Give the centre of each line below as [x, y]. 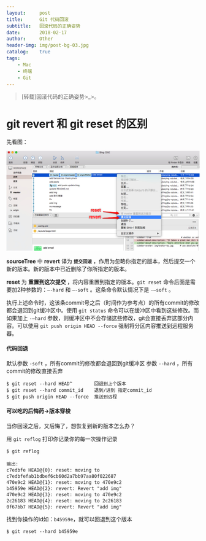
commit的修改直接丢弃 [35, 371]
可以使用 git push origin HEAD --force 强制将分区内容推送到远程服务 [105, 325]
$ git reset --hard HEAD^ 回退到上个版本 [67, 384]
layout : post [29, 13]
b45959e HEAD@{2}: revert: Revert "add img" [64, 489]
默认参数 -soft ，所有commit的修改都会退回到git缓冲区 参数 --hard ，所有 [100, 363]
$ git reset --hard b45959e [42, 532]
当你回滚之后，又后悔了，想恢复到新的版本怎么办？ [71, 426]
